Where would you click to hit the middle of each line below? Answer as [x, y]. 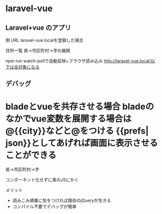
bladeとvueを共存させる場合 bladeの [80, 106]
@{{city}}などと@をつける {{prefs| [77, 131]
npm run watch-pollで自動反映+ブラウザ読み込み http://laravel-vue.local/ [78, 61]
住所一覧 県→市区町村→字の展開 [38, 51]
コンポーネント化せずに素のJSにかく [42, 180]
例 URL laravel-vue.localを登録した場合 [45, 40]
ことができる [31, 155]
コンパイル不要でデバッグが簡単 [44, 207]
